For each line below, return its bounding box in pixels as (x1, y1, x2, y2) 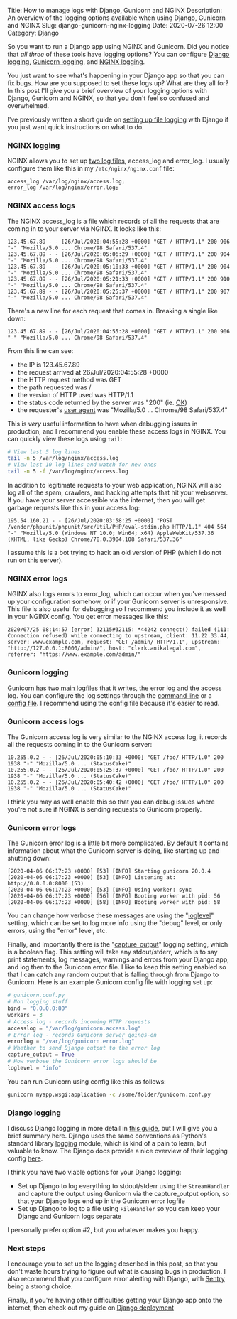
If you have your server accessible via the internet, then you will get (7, 496, 206, 505)
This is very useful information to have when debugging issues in (7, 419, 198, 428)
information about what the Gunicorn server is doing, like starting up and (7, 846, 220, 855)
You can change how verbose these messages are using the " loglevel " (7, 911, 214, 920)
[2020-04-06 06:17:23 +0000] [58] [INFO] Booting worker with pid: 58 (7, 899, 221, 906)
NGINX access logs (7, 200, 76, 210)
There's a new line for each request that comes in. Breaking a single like (7, 306, 218, 315)
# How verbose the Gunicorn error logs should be (7, 1058, 158, 1065)
